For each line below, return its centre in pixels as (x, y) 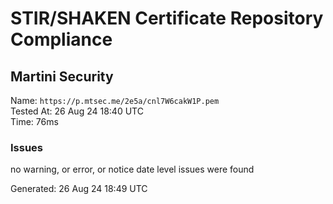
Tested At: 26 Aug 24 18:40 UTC (77, 111)
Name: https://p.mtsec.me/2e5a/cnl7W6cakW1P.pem (115, 100)
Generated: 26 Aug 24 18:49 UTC (79, 189)
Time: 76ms (34, 121)
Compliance (61, 39)
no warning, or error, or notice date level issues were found (132, 169)
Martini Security (62, 76)
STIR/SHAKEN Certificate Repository (167, 18)
